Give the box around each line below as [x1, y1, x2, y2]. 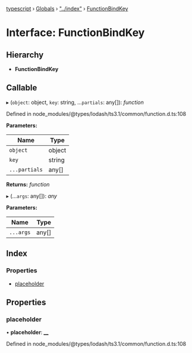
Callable [6, 83, 37, 93]
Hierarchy [6, 50, 44, 60]
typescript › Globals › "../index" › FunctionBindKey [6, 5, 128, 12]
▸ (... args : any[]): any [6, 192, 58, 199]
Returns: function [6, 180, 50, 188]
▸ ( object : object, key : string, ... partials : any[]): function [6, 99, 144, 106]
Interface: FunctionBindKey [6, 26, 145, 39]
